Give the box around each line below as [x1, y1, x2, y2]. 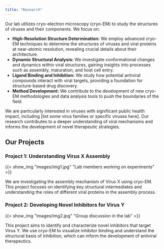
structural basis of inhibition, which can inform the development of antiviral [5, 233, 157, 239]
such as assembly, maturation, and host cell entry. [12, 67, 114, 73]
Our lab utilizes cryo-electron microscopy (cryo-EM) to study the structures [5, 21, 158, 27]
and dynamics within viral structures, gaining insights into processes [12, 62, 151, 68]
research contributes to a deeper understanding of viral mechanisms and [5, 118, 153, 124]
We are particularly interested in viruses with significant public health [5, 108, 145, 114]
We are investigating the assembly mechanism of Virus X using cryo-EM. [5, 178, 153, 185]
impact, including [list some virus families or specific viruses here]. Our [5, 113, 149, 119]
